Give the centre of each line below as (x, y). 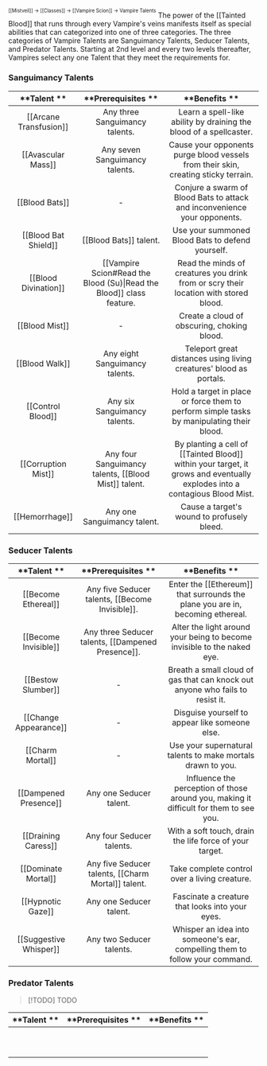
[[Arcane (43, 117)
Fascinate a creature (211, 897)
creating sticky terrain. (211, 174)
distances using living (211, 358)
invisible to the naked (211, 647)
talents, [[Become (119, 599)
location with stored (211, 293)
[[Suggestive (41, 940)
